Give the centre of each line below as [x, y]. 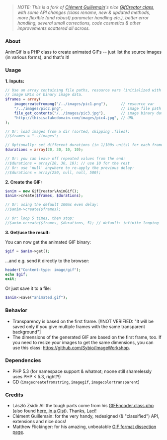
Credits [14, 395]
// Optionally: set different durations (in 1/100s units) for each [78, 145]
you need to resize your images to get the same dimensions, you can [83, 342]
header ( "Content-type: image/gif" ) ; [43, 270]
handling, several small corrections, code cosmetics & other [79, 23]
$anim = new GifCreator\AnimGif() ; [42, 191]
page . [18, 432]
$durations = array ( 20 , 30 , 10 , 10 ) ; [44, 150]
